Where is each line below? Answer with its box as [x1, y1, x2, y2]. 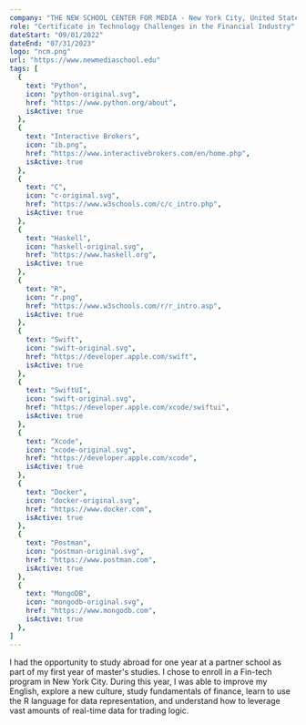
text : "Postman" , [25, 538, 92, 547]
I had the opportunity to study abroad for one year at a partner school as [9, 657, 282, 668]
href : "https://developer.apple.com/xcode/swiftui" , [25, 403, 230, 413]
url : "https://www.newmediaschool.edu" [9, 56, 161, 65]
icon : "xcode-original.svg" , [25, 445, 137, 454]
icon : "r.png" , [25, 292, 84, 301]
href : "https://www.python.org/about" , [25, 97, 178, 107]
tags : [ [9, 65, 39, 74]
